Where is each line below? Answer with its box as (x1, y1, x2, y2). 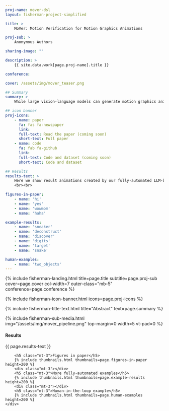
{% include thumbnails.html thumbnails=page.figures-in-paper (14, 358, 147, 363)
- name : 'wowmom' (14, 206, 51, 211)
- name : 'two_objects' (14, 261, 62, 267)
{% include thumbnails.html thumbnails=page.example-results (14, 375, 145, 380)
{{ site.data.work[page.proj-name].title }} (14, 62, 109, 67)
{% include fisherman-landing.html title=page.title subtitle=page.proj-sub (5, 276, 157, 282)
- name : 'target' (14, 243, 51, 248)
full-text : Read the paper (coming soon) (18, 131, 107, 136)
